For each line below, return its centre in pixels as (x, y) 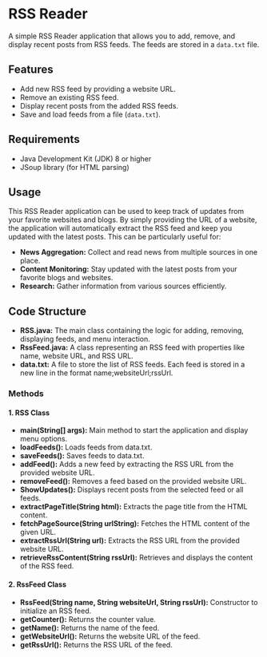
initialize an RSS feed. (56, 611)
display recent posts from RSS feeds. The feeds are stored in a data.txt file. (134, 44)
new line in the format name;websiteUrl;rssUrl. (96, 373)
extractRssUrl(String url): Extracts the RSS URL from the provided (130, 540)
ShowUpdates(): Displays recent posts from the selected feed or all (132, 490)
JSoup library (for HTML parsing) (74, 167)
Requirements (44, 139)
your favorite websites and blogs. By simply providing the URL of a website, (133, 220)
